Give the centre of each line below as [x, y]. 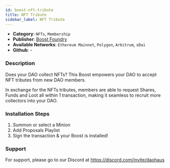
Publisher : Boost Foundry [40, 39]
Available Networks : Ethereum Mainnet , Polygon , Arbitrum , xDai [79, 45]
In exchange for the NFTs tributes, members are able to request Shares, [81, 90]
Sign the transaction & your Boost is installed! [60, 135]
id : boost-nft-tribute [29, 10]
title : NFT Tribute [26, 15]
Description [20, 63]
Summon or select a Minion [41, 125]
